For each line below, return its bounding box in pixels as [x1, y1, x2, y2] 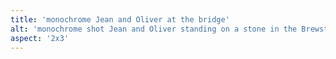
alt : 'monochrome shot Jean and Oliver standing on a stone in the [10, 24, 298, 34]
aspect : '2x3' [10, 33, 70, 43]
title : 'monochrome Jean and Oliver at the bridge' [10, 14, 230, 25]
